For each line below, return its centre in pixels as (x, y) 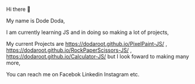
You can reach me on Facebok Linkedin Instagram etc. (73, 74)
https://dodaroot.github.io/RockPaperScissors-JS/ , (69, 50)
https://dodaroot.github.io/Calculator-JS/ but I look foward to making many (97, 56)
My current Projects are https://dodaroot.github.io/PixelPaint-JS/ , (87, 44)
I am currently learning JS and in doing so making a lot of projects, (88, 32)
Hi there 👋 (18, 9)
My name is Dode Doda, (36, 21)
